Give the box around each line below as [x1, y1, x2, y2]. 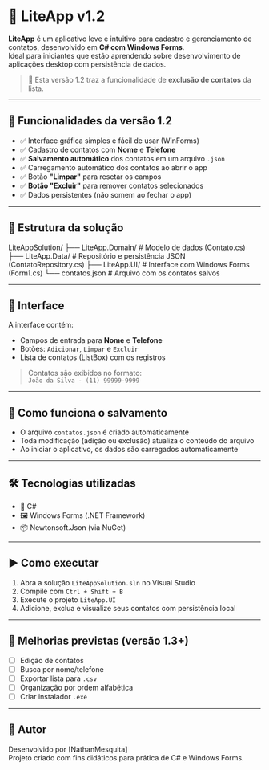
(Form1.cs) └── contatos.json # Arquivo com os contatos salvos [8, 268, 220, 278]
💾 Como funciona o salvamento [8, 405, 168, 420]
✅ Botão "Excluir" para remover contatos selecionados [19, 181, 204, 190]
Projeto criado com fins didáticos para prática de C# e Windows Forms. [8, 752, 244, 762]
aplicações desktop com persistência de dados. [8, 59, 167, 69]
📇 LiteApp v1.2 [8, 7, 106, 26]
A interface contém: [8, 320, 74, 330]
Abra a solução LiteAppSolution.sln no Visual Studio [19, 577, 196, 587]
